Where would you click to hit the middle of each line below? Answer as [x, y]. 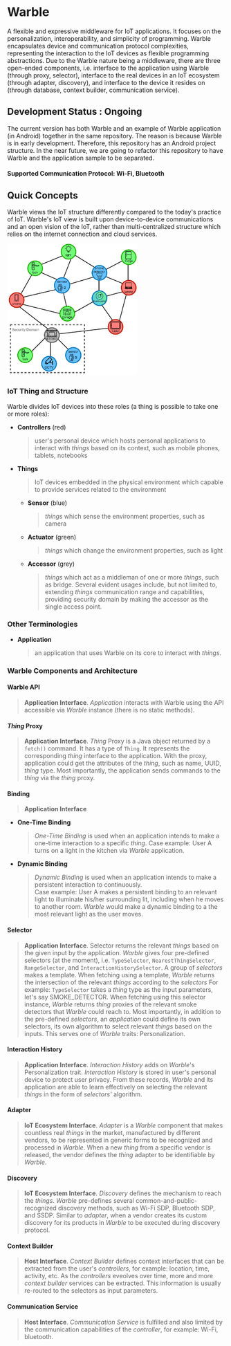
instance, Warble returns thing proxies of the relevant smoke [110, 1004]
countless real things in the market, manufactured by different [112, 1132]
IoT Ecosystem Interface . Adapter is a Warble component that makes [123, 1125]
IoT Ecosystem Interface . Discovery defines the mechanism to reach [122, 1193]
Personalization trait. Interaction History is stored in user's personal [120, 1072]
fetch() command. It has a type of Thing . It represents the [107, 748]
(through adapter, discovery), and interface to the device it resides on [106, 82]
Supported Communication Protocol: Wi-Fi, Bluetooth [86, 174]
